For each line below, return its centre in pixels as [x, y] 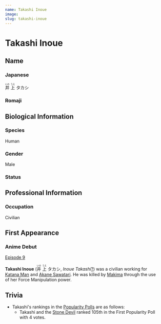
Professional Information [44, 193]
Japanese [17, 75]
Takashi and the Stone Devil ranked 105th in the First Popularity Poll [87, 312]
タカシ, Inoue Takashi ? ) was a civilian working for [97, 269]
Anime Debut [21, 247]
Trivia [14, 295]
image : [12, 14]
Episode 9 [15, 257]
